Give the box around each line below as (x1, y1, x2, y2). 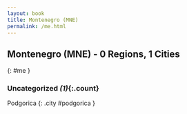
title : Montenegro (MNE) (7, 16, 79, 23)
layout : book (7, 10, 45, 17)
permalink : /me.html (7, 23, 67, 30)
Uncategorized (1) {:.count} (7, 84, 100, 93)
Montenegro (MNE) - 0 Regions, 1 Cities (7, 48, 181, 60)
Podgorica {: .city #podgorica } (7, 99, 95, 107)
